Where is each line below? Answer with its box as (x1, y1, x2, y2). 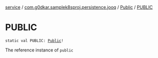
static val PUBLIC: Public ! (5, 38, 64, 43)
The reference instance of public (5, 47, 73, 53)
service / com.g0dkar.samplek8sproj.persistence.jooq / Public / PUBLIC (5, 4, 153, 10)
